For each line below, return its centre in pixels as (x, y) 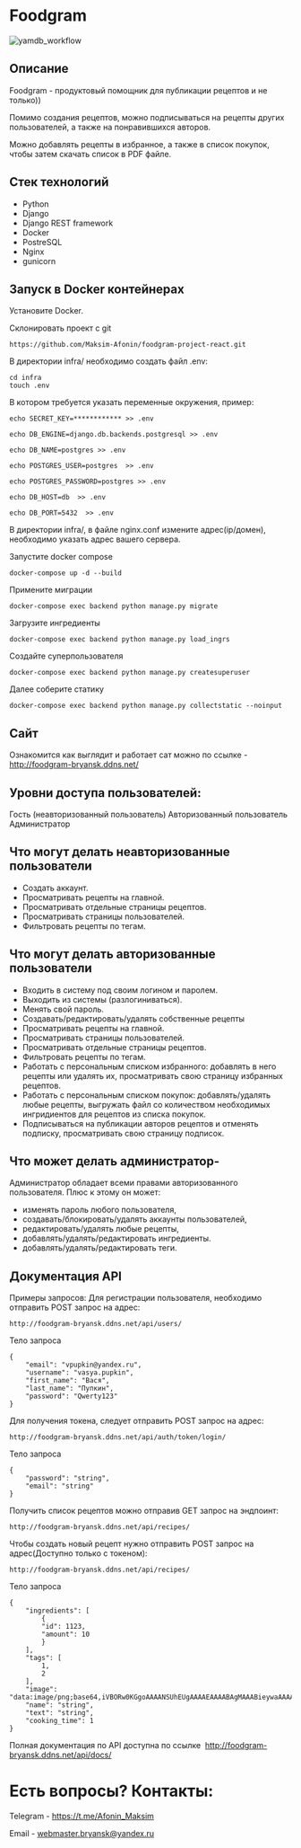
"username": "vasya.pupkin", (80, 1373)
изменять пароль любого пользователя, (99, 1210)
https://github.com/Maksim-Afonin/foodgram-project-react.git (128, 345)
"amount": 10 (66, 1635)
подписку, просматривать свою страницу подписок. (123, 1133)
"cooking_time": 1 (60, 1721)
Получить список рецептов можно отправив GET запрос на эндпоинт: (144, 1511)
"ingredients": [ (58, 1611)
